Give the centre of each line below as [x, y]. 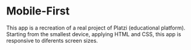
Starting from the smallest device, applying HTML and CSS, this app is [94, 34]
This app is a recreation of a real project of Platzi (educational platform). [96, 28]
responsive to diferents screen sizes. [52, 40]
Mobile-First [38, 11]
